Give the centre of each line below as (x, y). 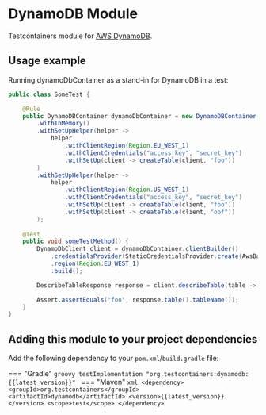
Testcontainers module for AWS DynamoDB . (80, 36)
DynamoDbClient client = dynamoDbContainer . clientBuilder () (138, 249)
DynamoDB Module (73, 14)
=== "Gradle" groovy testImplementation (76, 374)
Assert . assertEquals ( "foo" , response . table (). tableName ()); (138, 300)
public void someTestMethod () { (76, 242)
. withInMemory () (63, 124)
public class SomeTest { (49, 94)
